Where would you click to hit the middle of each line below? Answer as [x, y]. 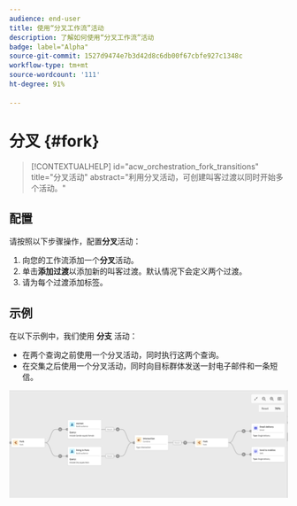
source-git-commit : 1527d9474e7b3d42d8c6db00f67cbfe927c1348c [126, 56]
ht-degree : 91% [37, 84]
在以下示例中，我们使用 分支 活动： [73, 336]
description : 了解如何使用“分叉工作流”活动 [82, 37]
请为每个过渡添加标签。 [65, 283]
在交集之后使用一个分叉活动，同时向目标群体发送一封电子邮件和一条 [146, 366]
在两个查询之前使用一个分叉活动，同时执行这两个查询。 [122, 355]
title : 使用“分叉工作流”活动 [57, 28]
